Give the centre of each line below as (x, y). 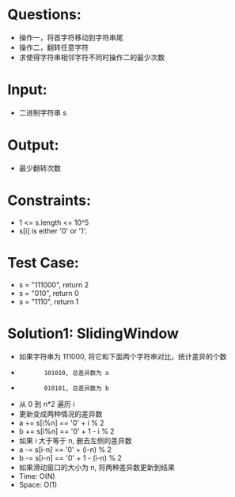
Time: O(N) (37, 476)
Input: (27, 90)
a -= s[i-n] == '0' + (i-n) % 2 (65, 450)
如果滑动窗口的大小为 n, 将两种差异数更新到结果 (97, 467)
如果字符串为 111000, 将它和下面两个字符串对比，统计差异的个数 (123, 356)
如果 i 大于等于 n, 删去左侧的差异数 (75, 440)
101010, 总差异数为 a (76, 373)
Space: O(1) (38, 484)
